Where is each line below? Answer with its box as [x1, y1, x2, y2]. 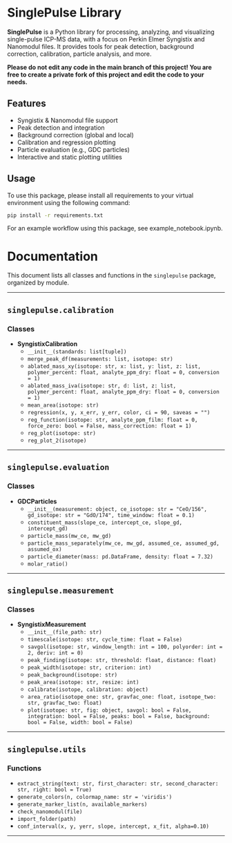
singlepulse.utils [7, 744, 86, 754]
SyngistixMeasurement [17, 620, 86, 629]
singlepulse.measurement [7, 585, 115, 596]
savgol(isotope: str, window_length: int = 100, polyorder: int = [27, 643, 223, 650]
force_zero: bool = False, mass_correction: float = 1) [27, 423, 192, 429]
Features [7, 98, 46, 110]
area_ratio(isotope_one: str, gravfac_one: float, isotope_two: [27, 694, 217, 701]
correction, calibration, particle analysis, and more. [7, 50, 152, 58]
